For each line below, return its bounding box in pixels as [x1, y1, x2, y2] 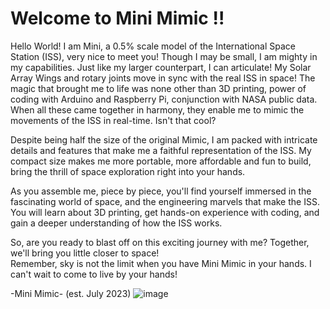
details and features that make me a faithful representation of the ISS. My [10, 144, 312, 156]
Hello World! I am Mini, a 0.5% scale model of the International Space [10, 40, 296, 52]
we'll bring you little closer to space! [10, 247, 160, 259]
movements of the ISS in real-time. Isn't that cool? [10, 114, 217, 126]
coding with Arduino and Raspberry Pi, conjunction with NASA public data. [10, 93, 318, 105]
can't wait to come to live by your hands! [10, 268, 178, 280]
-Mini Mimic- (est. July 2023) [10, 287, 132, 299]
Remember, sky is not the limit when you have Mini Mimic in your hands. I [10, 257, 312, 269]
